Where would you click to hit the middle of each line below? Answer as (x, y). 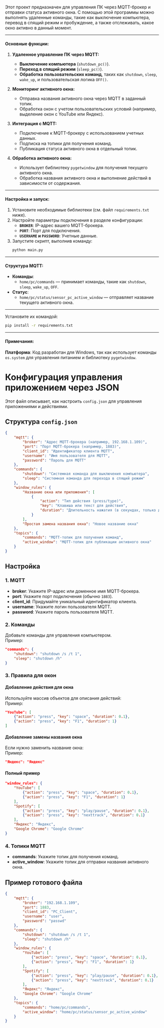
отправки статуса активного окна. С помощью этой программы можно (80, 12)
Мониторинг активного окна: (43, 89)
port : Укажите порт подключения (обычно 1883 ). (62, 596)
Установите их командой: (31, 317)
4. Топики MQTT (25, 846)
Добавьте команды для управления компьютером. (59, 635)
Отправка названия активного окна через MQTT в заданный (82, 99)
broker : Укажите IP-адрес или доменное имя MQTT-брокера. (76, 591)
